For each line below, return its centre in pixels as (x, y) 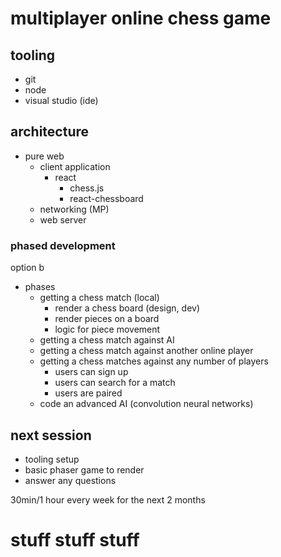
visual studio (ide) (61, 100)
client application (75, 166)
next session (51, 435)
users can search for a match (115, 383)
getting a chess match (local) (99, 298)
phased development (63, 245)
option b (27, 268)
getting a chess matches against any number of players (154, 361)
